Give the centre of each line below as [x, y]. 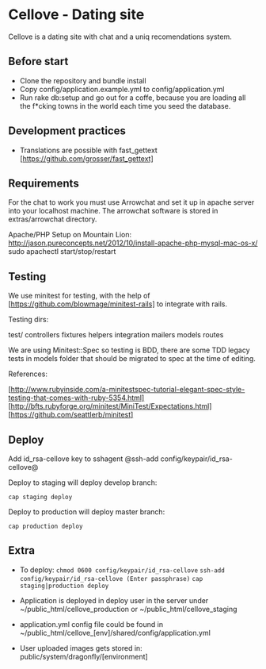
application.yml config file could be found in [91, 624]
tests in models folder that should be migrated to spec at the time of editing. [132, 359]
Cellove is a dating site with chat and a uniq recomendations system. [120, 37]
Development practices [67, 131]
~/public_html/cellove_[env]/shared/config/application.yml [115, 632]
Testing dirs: [28, 320]
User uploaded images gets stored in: [81, 648]
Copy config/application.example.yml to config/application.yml [122, 89]
